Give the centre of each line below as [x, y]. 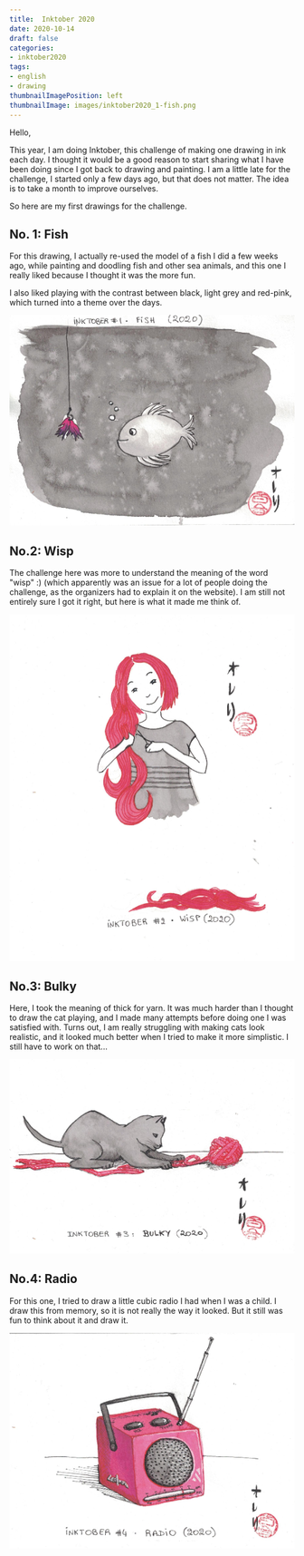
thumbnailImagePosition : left [66, 95]
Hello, [20, 132]
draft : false [34, 38]
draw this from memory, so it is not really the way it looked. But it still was [146, 1310]
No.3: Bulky [43, 987]
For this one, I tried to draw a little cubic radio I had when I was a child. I [143, 1300]
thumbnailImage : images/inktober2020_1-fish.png [103, 105]
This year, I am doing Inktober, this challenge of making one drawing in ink [148, 150]
